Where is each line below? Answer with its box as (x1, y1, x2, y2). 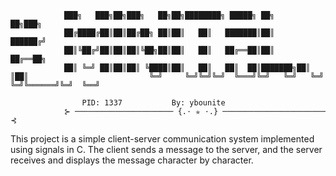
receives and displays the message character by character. (10, 154, 254, 166)
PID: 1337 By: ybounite (81, 98, 226, 108)
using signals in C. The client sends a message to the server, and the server (10, 144, 323, 155)
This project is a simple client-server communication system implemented (10, 133, 315, 145)
